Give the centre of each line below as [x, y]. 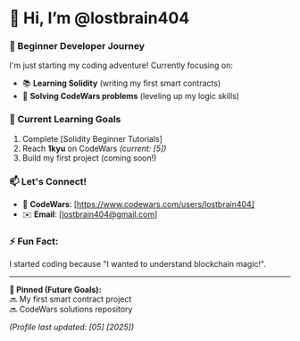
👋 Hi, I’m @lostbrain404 [100, 18]
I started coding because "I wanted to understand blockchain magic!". [137, 264]
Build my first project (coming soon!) [89, 158]
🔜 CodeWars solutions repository [71, 309]
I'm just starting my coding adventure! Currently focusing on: [121, 65]
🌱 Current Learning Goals [65, 120]
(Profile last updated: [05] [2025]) [72, 327]
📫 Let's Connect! [48, 181]
